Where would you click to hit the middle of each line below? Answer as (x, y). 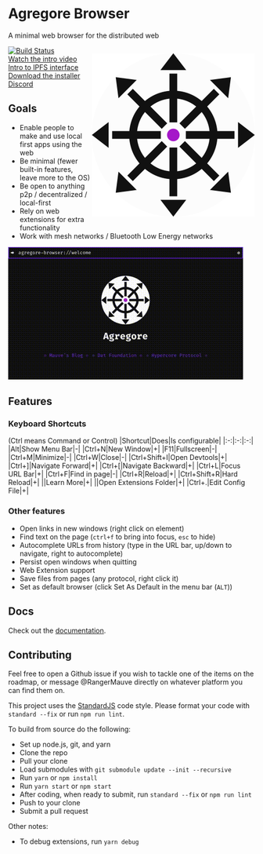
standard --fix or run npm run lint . (67, 714)
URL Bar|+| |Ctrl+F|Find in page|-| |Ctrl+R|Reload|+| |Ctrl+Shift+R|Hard (123, 474)
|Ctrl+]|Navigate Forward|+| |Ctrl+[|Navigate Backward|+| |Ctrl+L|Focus (124, 466)
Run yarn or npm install (58, 778)
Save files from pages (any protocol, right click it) (99, 578)
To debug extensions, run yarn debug (79, 841)
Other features (37, 511)
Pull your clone (43, 761)
